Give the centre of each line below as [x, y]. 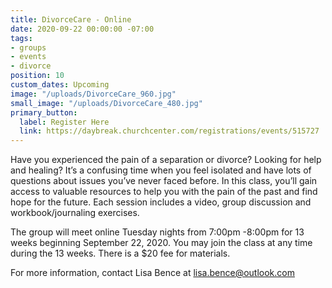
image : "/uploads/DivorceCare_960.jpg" [93, 94]
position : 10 [37, 76]
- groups [28, 47]
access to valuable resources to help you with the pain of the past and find [164, 192]
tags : [21, 38]
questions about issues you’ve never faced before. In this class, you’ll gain [164, 181]
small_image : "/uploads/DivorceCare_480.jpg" [106, 103]
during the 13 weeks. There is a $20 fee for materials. [120, 253]
